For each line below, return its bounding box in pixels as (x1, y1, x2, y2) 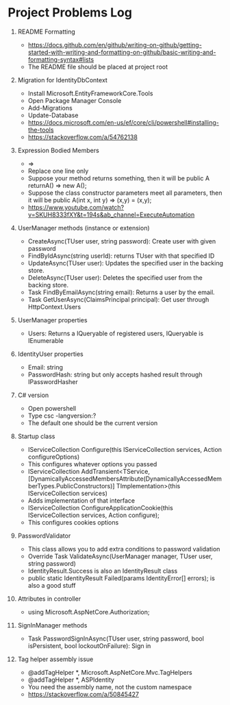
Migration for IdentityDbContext (17, 75, 108, 84)
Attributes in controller (17, 595, 81, 603)
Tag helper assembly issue (17, 655, 94, 663)
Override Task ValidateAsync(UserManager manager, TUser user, (27, 552, 213, 560)
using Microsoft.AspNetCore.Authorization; (27, 608, 150, 616)
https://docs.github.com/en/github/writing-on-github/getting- (27, 40, 203, 49)
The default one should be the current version (27, 418, 158, 427)
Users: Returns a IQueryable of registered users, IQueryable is (27, 329, 204, 337)
